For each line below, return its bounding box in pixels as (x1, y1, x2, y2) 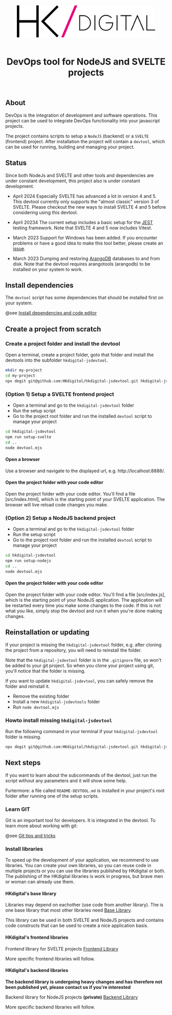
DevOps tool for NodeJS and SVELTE (6, 56, 166, 68)
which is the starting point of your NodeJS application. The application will (5, 597, 162, 603)
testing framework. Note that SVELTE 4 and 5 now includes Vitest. (12, 225, 153, 231)
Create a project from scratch (5, 324, 101, 334)
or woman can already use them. (5, 879, 75, 885)
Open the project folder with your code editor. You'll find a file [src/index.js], (5, 591, 166, 598)
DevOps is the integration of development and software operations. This (5, 112, 158, 118)
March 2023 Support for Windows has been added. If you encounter (12, 234, 158, 240)
